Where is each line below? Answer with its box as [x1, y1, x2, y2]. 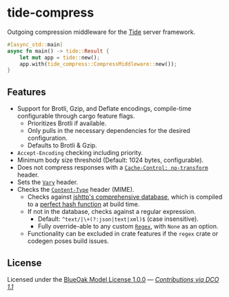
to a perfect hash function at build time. [27, 200, 140, 208]
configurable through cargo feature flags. [17, 112, 135, 120]
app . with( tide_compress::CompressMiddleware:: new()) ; [19, 60, 177, 67]
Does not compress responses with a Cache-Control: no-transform [17, 163, 208, 172]
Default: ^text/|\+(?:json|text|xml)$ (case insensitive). [37, 215, 199, 223]
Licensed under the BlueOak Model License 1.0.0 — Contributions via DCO [7, 275, 219, 283]
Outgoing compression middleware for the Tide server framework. [7, 28, 196, 36]
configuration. [27, 134, 68, 143]
